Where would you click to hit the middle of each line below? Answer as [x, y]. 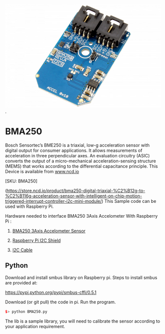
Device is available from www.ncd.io [42, 171]
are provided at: [21, 283]
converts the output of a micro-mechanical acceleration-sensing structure [81, 161]
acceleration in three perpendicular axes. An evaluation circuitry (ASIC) [78, 155]
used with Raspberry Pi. [29, 206]
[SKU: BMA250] [21, 181]
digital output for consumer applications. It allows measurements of [74, 150]
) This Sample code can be [129, 201]
